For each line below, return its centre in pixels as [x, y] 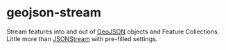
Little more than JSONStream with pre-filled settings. [82, 38]
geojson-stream [54, 13]
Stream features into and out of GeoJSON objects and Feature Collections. [113, 32]
